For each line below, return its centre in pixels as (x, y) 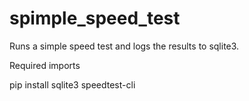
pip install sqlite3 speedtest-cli (72, 84)
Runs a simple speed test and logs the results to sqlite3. (124, 46)
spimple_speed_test (95, 18)
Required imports (45, 65)
